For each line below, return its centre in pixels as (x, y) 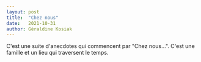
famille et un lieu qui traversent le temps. (57, 53)
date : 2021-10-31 (31, 23)
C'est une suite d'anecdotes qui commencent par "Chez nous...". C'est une (101, 46)
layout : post (23, 12)
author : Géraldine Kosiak (39, 29)
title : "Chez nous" (33, 18)
